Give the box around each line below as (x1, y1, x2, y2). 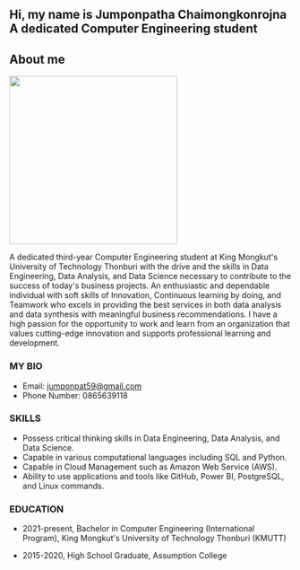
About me (9, 51, 65, 66)
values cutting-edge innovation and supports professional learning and (9, 328, 271, 339)
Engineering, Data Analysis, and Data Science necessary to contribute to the (9, 271, 292, 282)
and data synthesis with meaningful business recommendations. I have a (9, 309, 278, 320)
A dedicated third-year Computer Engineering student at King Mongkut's (9, 251, 279, 263)
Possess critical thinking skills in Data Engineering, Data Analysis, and (21, 433, 280, 443)
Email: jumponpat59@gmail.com (21, 381, 142, 391)
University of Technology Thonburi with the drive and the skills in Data (9, 261, 269, 272)
